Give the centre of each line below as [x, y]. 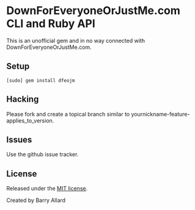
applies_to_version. [30, 121]
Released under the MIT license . [47, 189]
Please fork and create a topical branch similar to [68, 114]
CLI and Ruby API [51, 24]
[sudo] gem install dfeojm [41, 80]
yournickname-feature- [160, 114]
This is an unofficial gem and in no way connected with [76, 40]
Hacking [23, 99]
